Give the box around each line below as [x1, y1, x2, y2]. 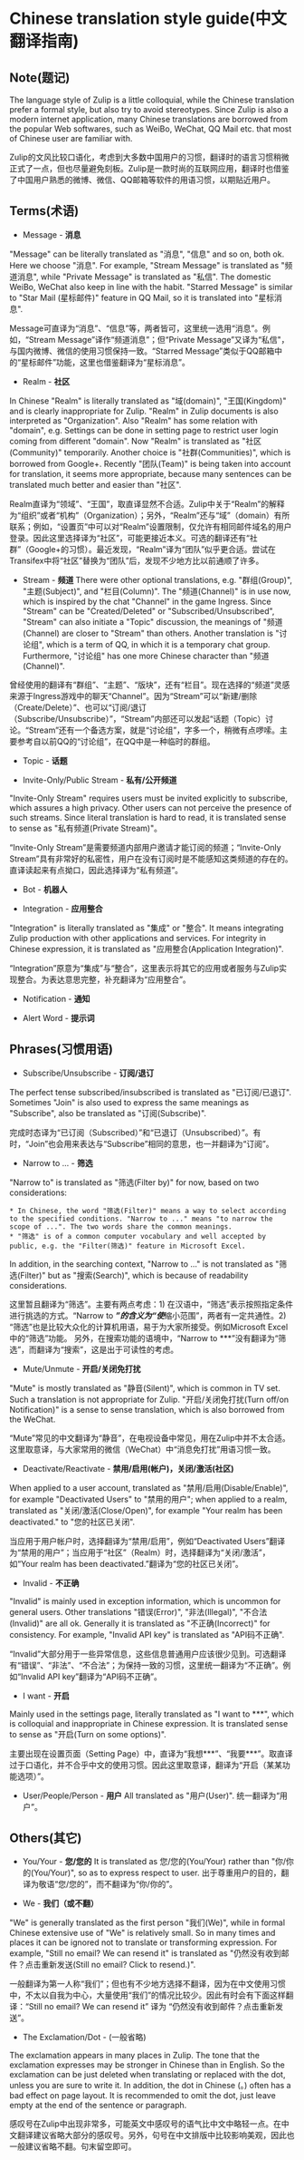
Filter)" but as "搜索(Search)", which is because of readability [20, 1270, 249, 1280]
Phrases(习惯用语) [9, 1042, 114, 1057]
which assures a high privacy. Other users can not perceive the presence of [9, 802, 292, 812]
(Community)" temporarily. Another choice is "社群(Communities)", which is [9, 446, 291, 458]
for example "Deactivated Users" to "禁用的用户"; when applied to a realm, [9, 1494, 288, 1504]
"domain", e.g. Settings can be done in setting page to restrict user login [9, 424, 279, 435]
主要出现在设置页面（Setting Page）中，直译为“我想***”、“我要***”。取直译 [9, 1747, 293, 1759]
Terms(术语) [9, 203, 80, 219]
